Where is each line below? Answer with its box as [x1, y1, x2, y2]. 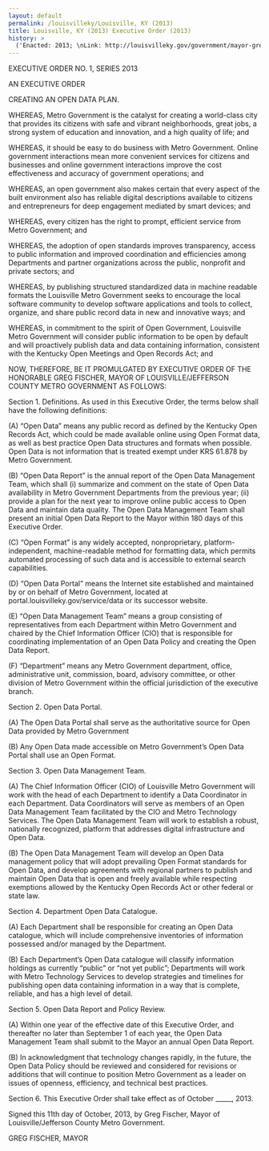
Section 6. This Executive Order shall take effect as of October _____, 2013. [8, 1094, 254, 1104]
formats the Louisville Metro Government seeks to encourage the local [8, 291, 241, 300]
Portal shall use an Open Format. [8, 750, 116, 760]
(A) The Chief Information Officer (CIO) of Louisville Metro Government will [8, 782, 255, 791]
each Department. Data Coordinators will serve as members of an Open [8, 798, 245, 808]
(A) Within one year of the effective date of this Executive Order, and [8, 1020, 235, 1030]
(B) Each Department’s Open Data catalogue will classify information [8, 955, 235, 965]
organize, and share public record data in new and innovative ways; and [8, 308, 246, 317]
